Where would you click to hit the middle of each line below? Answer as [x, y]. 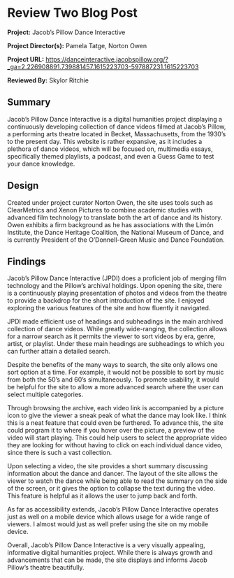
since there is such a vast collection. [60, 453]
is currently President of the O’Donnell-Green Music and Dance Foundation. [116, 240]
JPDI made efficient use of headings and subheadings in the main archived [115, 321]
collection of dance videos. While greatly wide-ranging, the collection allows [117, 329]
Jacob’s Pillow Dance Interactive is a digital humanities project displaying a [115, 119]
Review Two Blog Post [73, 13]
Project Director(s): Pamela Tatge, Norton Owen [77, 45]
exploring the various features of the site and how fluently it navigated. [109, 308]
